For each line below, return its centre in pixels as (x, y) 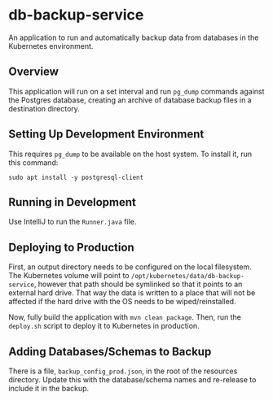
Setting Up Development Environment (106, 135)
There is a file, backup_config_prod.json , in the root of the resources (123, 371)
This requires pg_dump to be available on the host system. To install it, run (130, 154)
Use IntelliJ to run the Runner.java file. (73, 222)
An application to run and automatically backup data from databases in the (134, 37)
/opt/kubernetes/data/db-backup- (187, 277)
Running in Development (73, 202)
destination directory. (44, 108)
